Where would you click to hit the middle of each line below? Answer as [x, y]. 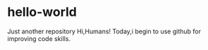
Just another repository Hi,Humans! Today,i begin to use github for [104, 31]
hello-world [42, 12]
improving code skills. [39, 38]
